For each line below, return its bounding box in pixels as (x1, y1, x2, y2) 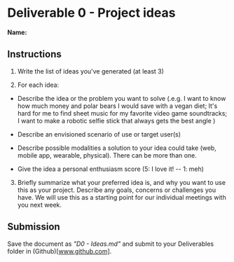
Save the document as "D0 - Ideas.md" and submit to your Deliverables (7, 240, 214, 248)
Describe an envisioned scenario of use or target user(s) (17, 130, 181, 138)
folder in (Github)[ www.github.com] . (7, 247, 112, 255)
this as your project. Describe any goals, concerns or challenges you (17, 186, 216, 194)
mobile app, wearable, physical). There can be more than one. (17, 151, 198, 159)
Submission (7, 221, 61, 233)
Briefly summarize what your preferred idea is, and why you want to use (17, 178, 226, 186)
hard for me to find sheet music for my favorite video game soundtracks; (17, 109, 228, 117)
